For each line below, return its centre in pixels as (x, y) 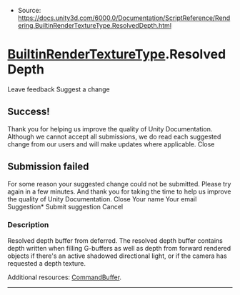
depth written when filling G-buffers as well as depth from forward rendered (119, 248)
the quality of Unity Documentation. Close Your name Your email (102, 199)
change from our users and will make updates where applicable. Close (111, 144)
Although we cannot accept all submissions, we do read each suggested (114, 136)
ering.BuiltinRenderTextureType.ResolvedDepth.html (95, 25)
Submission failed (48, 167)
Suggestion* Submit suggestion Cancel (65, 206)
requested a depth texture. (46, 263)
